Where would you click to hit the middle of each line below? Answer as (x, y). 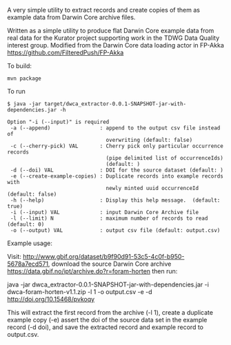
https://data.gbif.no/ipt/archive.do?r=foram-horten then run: (92, 271)
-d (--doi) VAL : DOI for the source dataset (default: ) (117, 170)
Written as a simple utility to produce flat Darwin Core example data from (111, 31)
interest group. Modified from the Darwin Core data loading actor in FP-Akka (115, 45)
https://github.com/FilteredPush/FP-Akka (66, 52)
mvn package (24, 79)
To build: (20, 66)
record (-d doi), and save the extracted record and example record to (105, 327)
